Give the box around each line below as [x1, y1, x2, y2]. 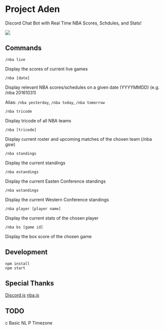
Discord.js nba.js [5, 292, 40, 298]
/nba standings [5, 151, 37, 156]
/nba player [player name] [5, 206, 61, 211]
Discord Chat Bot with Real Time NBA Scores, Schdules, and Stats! [5, 20, 142, 26]
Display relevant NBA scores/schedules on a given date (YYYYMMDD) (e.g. [5, 84, 160, 90]
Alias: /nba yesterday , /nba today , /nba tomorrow [5, 99, 105, 105]
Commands [5, 44, 42, 52]
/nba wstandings [5, 188, 39, 193]
